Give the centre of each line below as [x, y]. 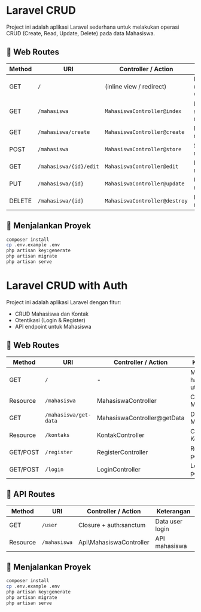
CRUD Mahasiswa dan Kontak [51, 314]
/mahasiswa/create [64, 132]
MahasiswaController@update [144, 183]
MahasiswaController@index [143, 111]
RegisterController [122, 452]
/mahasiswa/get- [68, 415]
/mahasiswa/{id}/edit [68, 166]
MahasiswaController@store [143, 149]
